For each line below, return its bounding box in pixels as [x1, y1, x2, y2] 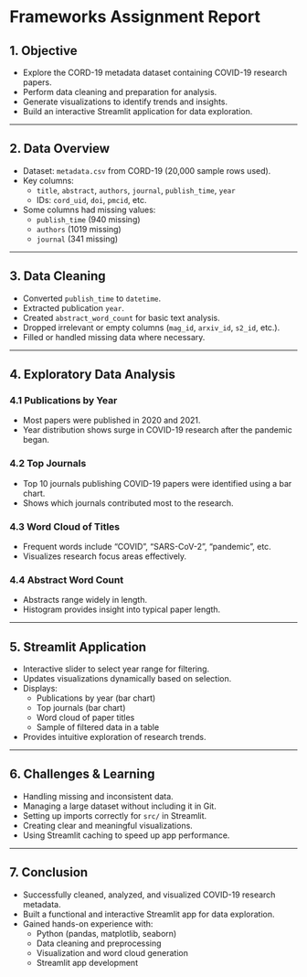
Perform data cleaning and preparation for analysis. [22, 87, 217, 97]
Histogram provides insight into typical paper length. [22, 604, 221, 615]
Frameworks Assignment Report [9, 6, 260, 27]
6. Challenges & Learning [9, 767, 155, 782]
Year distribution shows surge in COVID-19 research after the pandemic [22, 424, 292, 435]
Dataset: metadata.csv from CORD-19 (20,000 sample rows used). [22, 165, 271, 176]
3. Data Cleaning [9, 268, 107, 285]
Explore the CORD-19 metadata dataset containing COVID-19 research [22, 67, 288, 78]
